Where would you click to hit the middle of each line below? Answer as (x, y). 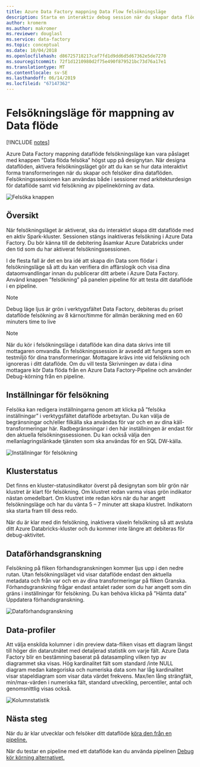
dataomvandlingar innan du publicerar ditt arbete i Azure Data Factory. (93, 273)
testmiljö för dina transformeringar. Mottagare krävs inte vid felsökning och (98, 357)
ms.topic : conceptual (33, 45)
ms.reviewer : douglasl (34, 34)
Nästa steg (27, 719)
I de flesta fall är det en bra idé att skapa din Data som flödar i (82, 260)
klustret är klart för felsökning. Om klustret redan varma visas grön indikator (99, 492)
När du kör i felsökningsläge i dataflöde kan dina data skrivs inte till (88, 344)
